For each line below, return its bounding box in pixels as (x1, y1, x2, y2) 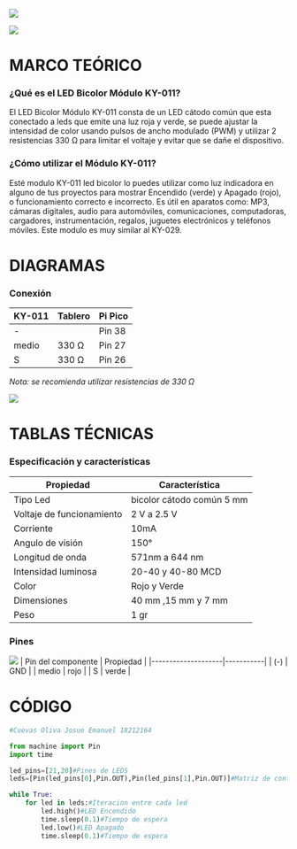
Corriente (13, 522, 53, 535)
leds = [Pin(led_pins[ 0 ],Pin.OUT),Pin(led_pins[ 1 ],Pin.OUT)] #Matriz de (9, 775, 271, 783)
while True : (9, 791, 53, 799)
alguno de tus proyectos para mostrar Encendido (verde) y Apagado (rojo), (9, 187, 282, 197)
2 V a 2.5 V (131, 507, 179, 520)
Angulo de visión (13, 536, 84, 549)
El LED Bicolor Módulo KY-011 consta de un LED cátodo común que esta (9, 107, 271, 118)
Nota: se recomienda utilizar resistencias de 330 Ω (9, 376, 195, 387)
